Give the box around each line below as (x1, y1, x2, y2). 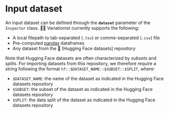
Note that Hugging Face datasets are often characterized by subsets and (5, 55, 156, 61)
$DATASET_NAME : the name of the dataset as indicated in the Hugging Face (12, 75, 164, 81)
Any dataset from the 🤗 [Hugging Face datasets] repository (12, 45, 136, 51)
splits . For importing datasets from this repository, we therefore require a (5, 60, 156, 66)
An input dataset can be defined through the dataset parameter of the (5, 20, 150, 26)
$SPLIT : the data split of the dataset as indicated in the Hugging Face (12, 96, 155, 103)
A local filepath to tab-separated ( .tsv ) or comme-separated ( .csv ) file (12, 35, 160, 41)
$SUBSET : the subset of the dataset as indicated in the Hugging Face (12, 86, 153, 92)
